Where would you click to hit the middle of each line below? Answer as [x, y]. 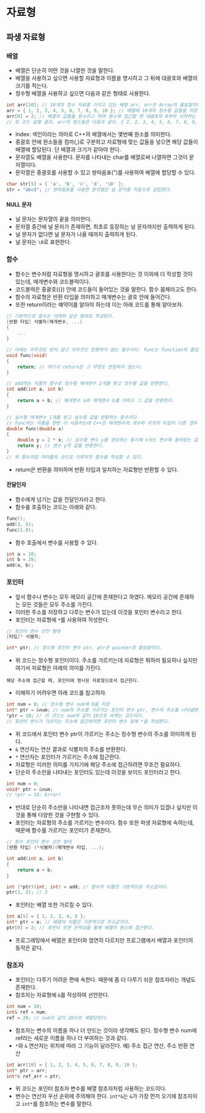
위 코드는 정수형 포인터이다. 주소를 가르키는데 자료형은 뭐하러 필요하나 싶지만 [106, 660]
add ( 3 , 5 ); [20, 524]
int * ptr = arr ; [27, 1070]
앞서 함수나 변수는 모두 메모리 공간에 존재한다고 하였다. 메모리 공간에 [96, 597]
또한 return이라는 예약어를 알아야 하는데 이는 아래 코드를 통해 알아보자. [99, 304]
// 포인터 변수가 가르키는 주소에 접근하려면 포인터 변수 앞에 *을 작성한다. [88, 721]
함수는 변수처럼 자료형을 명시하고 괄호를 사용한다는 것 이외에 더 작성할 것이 [104, 274]
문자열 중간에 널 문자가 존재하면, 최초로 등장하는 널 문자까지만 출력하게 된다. [106, 227]
